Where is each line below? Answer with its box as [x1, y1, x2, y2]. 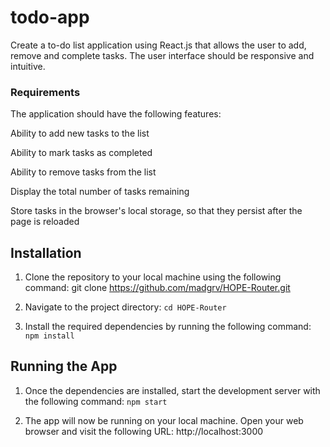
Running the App [10, 358, 118, 375]
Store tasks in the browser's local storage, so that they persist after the [10, 205, 303, 217]
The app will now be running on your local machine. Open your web [24, 414, 304, 426]
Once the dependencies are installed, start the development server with [24, 384, 321, 396]
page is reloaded [10, 216, 80, 228]
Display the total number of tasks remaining [10, 186, 190, 198]
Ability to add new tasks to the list [10, 127, 150, 140]
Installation [10, 244, 82, 261]
